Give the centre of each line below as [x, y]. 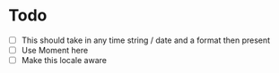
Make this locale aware [64, 61]
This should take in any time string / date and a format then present [146, 40]
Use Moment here [55, 50]
